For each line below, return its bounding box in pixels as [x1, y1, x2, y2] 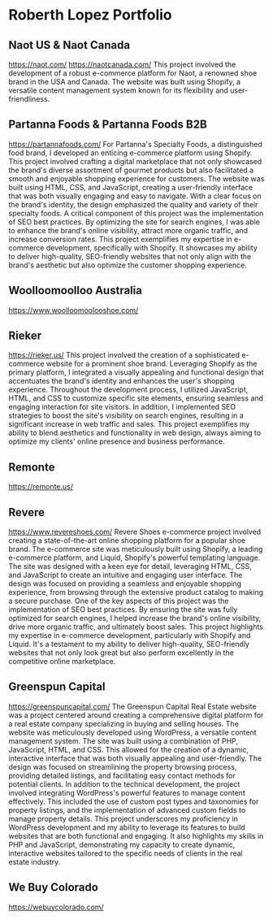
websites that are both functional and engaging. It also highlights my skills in [8, 831, 264, 840]
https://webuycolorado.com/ [8, 902, 104, 912]
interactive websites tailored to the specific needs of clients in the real [8, 848, 244, 858]
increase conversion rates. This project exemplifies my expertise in [8, 234, 233, 244]
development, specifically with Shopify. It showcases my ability [45, 242, 258, 253]
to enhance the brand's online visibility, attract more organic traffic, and [8, 225, 248, 235]
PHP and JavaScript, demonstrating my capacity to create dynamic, [8, 840, 236, 849]
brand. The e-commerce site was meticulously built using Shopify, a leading [8, 545, 263, 554]
